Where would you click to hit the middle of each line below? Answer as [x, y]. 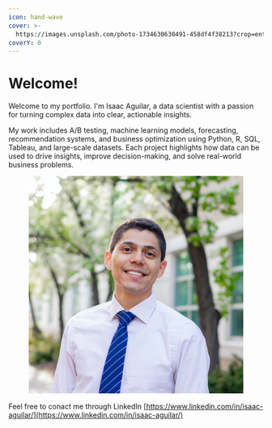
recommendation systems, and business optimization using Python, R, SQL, [134, 139]
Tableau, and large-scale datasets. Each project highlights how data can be [134, 148]
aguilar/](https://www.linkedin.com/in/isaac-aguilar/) [96, 415]
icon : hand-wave [36, 17]
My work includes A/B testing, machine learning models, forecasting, [123, 130]
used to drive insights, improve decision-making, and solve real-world [125, 156]
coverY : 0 [25, 43]
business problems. [41, 165]
